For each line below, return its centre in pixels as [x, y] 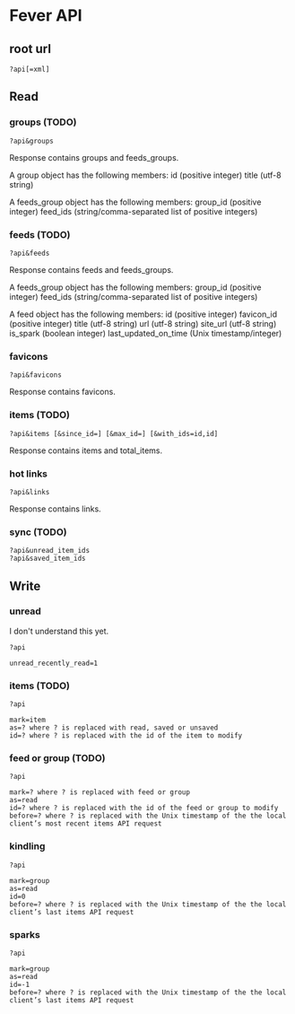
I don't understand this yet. [59, 631]
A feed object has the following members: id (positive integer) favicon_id [143, 314]
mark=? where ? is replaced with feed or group [100, 792]
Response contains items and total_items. [86, 450]
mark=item [28, 720]
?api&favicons [36, 375]
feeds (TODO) [40, 234]
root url [30, 49]
